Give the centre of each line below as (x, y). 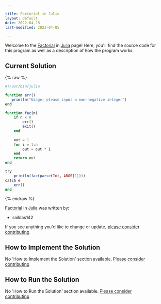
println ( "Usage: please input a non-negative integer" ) (69, 100)
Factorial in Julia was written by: (37, 208)
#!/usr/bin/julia (23, 86)
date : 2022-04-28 (23, 23)
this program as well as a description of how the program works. (70, 51)
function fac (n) (21, 113)
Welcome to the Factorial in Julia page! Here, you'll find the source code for (80, 45)
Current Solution (31, 66)
